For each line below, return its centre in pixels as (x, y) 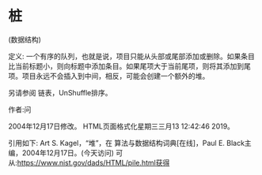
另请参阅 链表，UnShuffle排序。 (60, 92)
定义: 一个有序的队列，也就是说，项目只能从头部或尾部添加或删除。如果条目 (131, 56)
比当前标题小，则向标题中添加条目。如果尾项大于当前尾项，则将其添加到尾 (129, 66)
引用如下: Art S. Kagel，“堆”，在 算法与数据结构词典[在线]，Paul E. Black (127, 143)
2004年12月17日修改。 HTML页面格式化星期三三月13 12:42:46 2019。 (122, 126)
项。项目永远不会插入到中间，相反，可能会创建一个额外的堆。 (109, 76)
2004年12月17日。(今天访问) (68, 153)
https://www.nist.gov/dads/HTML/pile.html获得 (93, 162)
